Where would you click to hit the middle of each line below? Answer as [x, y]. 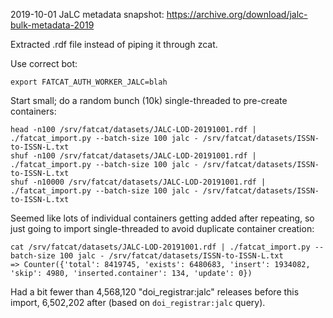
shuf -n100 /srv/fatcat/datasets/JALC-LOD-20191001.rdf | [133, 156]
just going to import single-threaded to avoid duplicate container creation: [162, 228]
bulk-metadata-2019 [52, 25]
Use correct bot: [44, 63]
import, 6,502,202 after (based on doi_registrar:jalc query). [138, 302]
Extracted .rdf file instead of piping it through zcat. [114, 44]
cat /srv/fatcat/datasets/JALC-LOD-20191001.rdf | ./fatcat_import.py [160, 247]
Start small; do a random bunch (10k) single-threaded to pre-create [149, 100]
